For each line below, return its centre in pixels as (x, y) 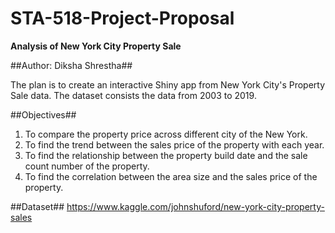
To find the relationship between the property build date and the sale (166, 155)
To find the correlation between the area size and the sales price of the (171, 176)
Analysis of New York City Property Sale (96, 46)
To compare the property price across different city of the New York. (166, 134)
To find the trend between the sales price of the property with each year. (174, 144)
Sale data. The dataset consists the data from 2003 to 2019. (133, 95)
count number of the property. (87, 166)
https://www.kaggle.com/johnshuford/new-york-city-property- (195, 206)
